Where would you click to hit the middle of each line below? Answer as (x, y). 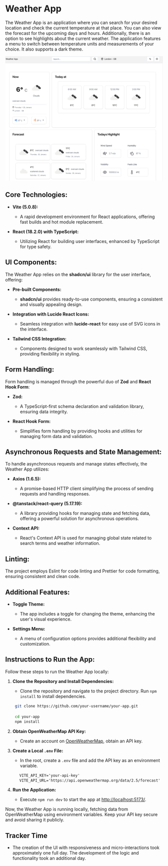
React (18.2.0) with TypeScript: (45, 231)
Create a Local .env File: (38, 751)
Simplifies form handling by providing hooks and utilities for (81, 431)
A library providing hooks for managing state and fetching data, (85, 513)
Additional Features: (37, 592)
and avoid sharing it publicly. (35, 820)
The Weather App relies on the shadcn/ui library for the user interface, (78, 274)
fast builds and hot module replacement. (61, 222)
